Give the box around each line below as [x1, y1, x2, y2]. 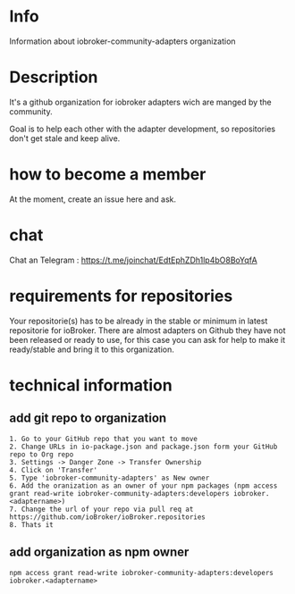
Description [9, 67, 98, 88]
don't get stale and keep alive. [9, 132, 121, 144]
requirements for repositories [9, 286, 233, 305]
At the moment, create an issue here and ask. [9, 194, 177, 205]
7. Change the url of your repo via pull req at [9, 505, 194, 514]
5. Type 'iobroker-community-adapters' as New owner [9, 473, 210, 482]
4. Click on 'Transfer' [9, 465, 98, 474]
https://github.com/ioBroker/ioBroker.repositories [9, 512, 206, 522]
